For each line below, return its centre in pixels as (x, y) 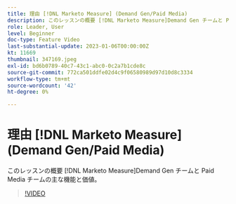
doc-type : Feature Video (44, 40)
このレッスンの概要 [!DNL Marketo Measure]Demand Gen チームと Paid (111, 171)
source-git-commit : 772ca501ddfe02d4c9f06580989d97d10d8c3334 (100, 72)
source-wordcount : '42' (42, 86)
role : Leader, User (36, 27)
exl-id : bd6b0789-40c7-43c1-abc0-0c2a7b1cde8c (77, 66)
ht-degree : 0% (28, 92)
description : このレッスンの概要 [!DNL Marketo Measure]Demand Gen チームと (115, 20)
